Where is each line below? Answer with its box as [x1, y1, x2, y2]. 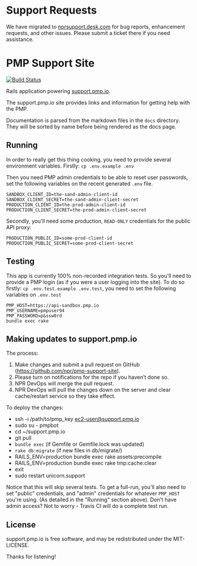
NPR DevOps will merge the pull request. [14, 380, 114, 387]
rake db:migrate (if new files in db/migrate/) [14, 447, 122, 454]
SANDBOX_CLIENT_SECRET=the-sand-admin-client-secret [6, 197, 139, 202]
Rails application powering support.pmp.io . [6, 87, 111, 95]
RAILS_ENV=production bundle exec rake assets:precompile [14, 454, 162, 461]
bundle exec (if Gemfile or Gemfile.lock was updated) [14, 440, 145, 448]
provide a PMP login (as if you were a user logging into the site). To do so [6, 278, 185, 285]
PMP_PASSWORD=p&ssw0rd [6, 313, 62, 319]
